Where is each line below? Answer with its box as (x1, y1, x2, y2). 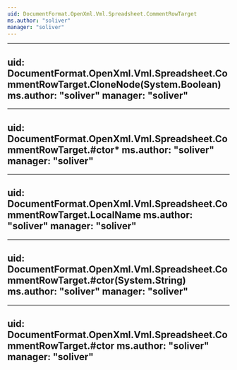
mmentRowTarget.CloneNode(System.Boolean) (7, 79, 221, 91)
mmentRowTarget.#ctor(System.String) (7, 274, 186, 287)
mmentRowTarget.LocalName (7, 209, 141, 221)
